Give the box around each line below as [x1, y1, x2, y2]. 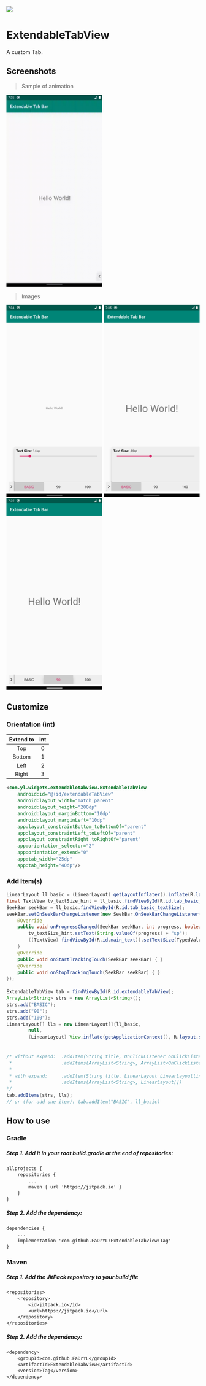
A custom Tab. [6, 48, 43, 55]
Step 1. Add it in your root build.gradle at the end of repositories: [6, 1149, 174, 1156]
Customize [6, 702, 49, 712]
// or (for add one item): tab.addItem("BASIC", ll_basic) [6, 1099, 161, 1105]
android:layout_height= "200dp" [17, 804, 97, 810]
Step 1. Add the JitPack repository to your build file [6, 1273, 139, 1280]
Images [21, 292, 40, 300]
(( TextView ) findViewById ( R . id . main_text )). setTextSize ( [28, 937, 177, 943]
